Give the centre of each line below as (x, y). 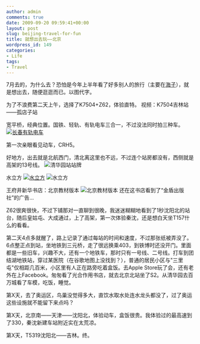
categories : (21, 51)
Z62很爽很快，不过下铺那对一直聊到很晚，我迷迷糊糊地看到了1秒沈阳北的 (96, 210)
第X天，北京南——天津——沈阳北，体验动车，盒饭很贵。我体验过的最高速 (97, 315)
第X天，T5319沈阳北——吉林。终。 (49, 335)
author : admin (24, 12)
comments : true (25, 17)
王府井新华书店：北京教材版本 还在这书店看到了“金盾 (90, 190)
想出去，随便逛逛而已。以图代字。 (53, 92)
